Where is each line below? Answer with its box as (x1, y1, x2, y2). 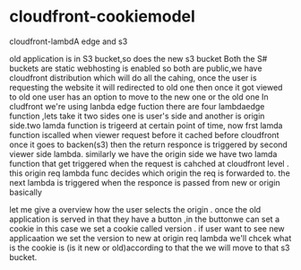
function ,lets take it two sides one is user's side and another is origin (9, 110, 265, 121)
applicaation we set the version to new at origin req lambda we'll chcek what (9, 232, 292, 243)
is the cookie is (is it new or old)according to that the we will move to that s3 (9, 242, 290, 253)
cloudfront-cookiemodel (9, 6, 195, 27)
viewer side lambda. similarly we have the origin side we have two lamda (9, 148, 278, 159)
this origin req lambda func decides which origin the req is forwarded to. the (9, 168, 291, 179)
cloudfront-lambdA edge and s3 (9, 36, 128, 47)
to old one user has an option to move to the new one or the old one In (9, 91, 269, 102)
